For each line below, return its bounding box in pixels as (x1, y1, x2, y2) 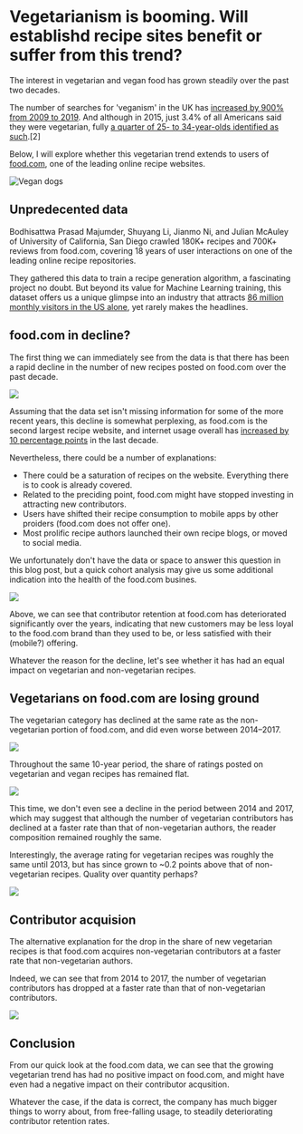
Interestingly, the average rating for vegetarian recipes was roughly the (9, 849, 274, 860)
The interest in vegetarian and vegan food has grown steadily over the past (9, 74, 289, 85)
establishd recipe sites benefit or (9, 25, 262, 46)
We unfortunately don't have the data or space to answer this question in (9, 555, 281, 566)
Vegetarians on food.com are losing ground (9, 691, 260, 706)
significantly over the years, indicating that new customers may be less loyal (9, 618, 294, 629)
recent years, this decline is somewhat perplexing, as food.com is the (9, 415, 269, 426)
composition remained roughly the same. (9, 832, 163, 843)
